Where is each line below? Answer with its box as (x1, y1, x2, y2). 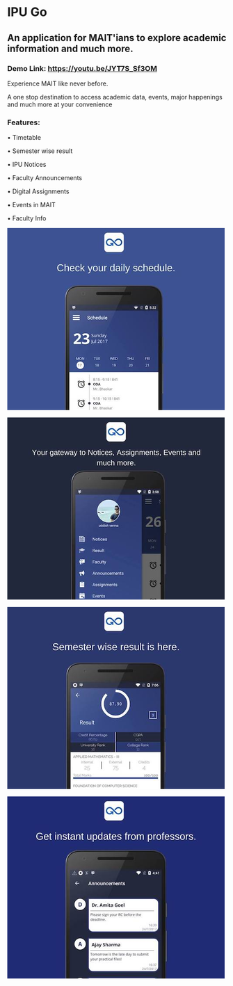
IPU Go (7, 4, 47, 20)
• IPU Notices (7, 161, 47, 169)
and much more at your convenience (7, 100, 113, 108)
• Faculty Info (7, 214, 47, 223)
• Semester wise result (7, 147, 73, 155)
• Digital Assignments (7, 187, 70, 195)
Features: (7, 118, 40, 127)
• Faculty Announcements (7, 174, 82, 182)
